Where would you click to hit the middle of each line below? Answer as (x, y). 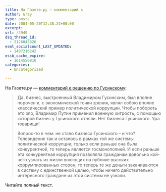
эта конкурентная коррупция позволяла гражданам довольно (83, 154)
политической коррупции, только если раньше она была (77, 144)
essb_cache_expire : (25, 56)
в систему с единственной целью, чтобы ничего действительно (85, 170)
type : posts (17, 19)
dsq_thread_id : (21, 38)
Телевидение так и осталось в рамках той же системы (75, 139)
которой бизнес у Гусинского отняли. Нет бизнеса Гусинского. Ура (88, 119)
